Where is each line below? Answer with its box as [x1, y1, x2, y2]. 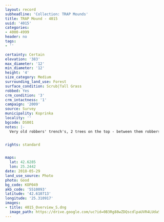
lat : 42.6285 [9, 160, 36, 165]
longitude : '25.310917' [5, 196, 54, 201]
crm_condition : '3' [5, 93, 45, 98]
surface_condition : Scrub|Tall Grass [5, 84, 82, 89]
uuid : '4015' [5, 20, 32, 26]
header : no [5, 35, 27, 39]
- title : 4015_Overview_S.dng [5, 205, 67, 210]
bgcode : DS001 [5, 120, 34, 125]
